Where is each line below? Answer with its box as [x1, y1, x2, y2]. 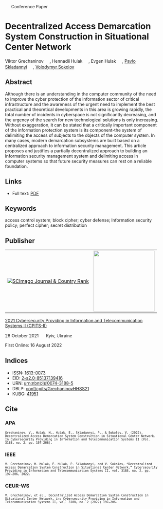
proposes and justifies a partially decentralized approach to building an [5, 147, 147, 154]
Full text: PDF [12, 190, 39, 196]
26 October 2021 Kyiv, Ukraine [5, 333, 72, 339]
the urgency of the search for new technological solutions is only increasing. [5, 117, 159, 123]
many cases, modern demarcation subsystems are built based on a [5, 137, 140, 143]
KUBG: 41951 [12, 391, 38, 397]
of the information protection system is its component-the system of [5, 127, 142, 133]
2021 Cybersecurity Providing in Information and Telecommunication [5, 318, 143, 324]
